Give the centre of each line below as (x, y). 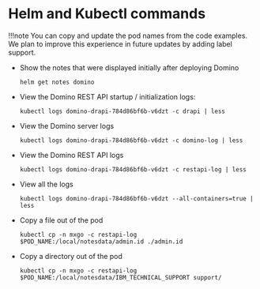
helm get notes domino (57, 82)
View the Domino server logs (67, 126)
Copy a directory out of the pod (71, 256)
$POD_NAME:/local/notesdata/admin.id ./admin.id (101, 242)
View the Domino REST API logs (72, 155)
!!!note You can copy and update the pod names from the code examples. (128, 36)
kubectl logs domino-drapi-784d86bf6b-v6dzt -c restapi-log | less (133, 169)
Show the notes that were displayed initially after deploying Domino (129, 67)
